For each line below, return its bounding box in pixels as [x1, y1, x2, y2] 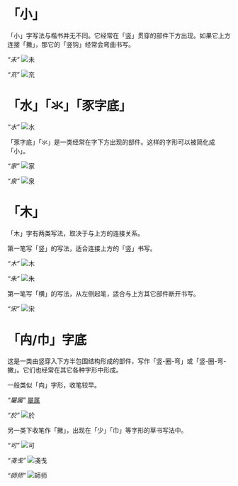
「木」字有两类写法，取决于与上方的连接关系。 [7, 228, 144, 238]
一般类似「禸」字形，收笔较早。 [7, 380, 101, 389]
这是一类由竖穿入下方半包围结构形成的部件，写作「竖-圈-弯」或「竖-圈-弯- [7, 356, 227, 365]
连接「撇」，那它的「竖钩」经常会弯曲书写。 [7, 40, 135, 48]
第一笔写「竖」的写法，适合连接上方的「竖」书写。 [7, 244, 157, 253]
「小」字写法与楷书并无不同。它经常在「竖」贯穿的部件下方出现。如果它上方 [7, 31, 231, 40]
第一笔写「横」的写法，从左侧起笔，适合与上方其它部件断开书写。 [7, 289, 200, 298]
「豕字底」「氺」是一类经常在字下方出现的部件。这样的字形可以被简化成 [7, 138, 215, 146]
